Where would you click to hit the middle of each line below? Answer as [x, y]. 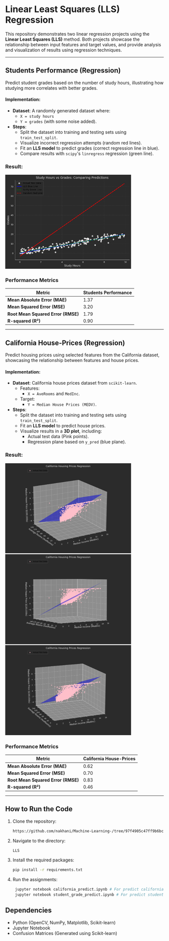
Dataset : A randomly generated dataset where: [61, 111]
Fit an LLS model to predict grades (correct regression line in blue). [90, 148]
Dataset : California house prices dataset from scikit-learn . [75, 383]
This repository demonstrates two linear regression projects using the [77, 34]
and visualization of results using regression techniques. [64, 50]
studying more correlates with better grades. [52, 88]
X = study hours [37, 116]
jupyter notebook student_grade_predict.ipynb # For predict [80, 895]
